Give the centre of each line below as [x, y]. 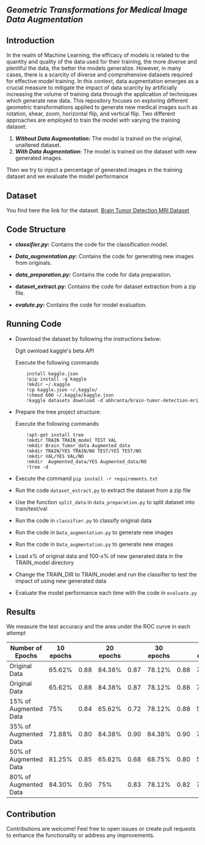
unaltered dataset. [38, 145]
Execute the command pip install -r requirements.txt [86, 478]
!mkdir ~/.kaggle [48, 384]
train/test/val [31, 508]
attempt [16, 633]
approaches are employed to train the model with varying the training [93, 120]
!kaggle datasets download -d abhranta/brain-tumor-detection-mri [113, 400]
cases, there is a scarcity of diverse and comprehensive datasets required [99, 75]
